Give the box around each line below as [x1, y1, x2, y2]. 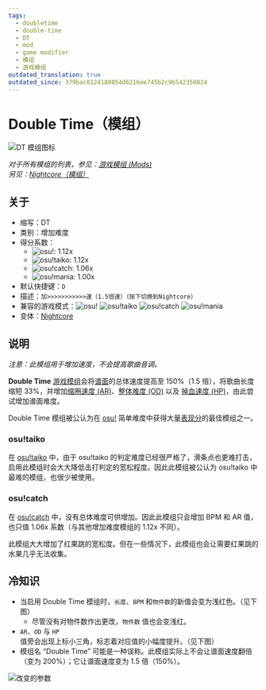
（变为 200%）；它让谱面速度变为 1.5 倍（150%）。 [19, 657, 184, 666]
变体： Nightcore [19, 311, 74, 321]
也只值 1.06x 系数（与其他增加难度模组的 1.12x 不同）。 [8, 522, 184, 532]
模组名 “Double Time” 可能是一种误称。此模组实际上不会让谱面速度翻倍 [19, 646, 253, 657]
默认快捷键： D [19, 282, 66, 291]
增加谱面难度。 [14, 396, 64, 406]
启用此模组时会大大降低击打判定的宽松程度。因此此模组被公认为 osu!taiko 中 [8, 462, 258, 472]
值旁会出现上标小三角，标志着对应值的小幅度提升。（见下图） [19, 637, 218, 646]
